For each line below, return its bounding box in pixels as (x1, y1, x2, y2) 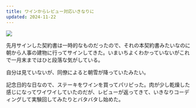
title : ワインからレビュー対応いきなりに (6, 8, 95, 15)
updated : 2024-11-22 (6, 14, 57, 20)
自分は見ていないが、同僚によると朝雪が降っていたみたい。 (6, 68, 149, 76)
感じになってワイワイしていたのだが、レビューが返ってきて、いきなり (6, 88, 174, 95)
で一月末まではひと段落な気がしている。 (6, 56, 104, 63)
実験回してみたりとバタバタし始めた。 (31, 96, 124, 103)
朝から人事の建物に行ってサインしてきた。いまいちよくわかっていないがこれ (6, 49, 190, 56)
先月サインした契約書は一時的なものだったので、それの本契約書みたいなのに (6, 41, 191, 48)
